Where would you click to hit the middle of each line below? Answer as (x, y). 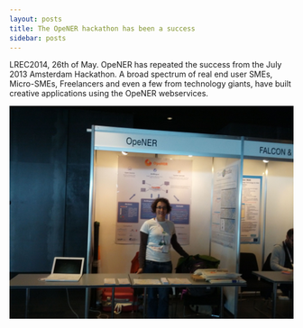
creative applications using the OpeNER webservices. (109, 94)
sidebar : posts (38, 38)
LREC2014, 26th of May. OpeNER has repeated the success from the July (146, 65)
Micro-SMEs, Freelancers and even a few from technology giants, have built (150, 84)
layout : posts (36, 19)
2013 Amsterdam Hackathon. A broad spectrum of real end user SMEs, (141, 74)
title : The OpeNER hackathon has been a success (102, 28)
